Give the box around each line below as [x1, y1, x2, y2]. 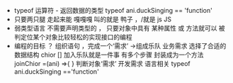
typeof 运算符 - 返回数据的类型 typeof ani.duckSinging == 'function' [13, 6, 212, 14]
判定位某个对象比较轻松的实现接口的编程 [13, 33, 132, 41]
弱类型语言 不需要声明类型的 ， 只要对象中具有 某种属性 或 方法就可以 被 [13, 24, 225, 32]
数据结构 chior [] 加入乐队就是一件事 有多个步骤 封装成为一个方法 [13, 50, 204, 59]
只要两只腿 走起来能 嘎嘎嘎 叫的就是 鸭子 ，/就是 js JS [13, 15, 172, 23]
